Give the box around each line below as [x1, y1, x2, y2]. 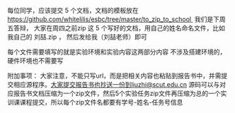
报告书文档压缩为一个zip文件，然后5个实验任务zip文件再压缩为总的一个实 [13, 89, 227, 97]
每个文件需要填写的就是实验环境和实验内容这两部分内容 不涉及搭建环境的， [7, 48, 227, 56]
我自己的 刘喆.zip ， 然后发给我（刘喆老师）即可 [7, 32, 147, 41]
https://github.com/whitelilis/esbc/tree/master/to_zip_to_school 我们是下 [7, 15, 220, 23]
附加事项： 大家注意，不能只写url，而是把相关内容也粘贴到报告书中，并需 [7, 71, 222, 80]
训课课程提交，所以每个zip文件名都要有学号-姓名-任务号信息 [7, 98, 183, 106]
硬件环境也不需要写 [7, 56, 64, 65]
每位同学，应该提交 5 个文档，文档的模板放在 [7, 6, 139, 14]
